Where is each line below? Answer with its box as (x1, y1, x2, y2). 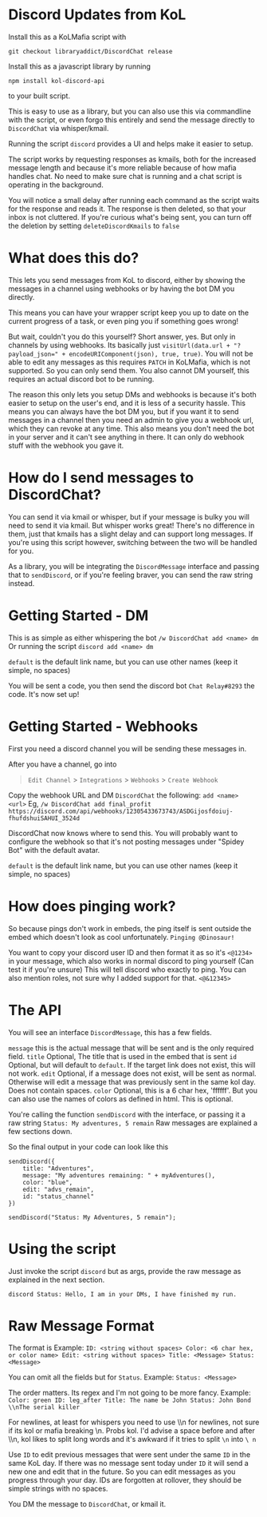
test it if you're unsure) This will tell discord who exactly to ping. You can (8, 965, 247, 974)
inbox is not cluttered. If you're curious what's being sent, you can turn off (8, 212, 253, 221)
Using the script (8, 1240, 116, 1258)
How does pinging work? (8, 897, 176, 915)
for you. (8, 546, 34, 555)
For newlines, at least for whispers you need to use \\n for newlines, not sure (8, 1417, 260, 1427)
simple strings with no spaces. (8, 1484, 108, 1494)
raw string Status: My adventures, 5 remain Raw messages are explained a (8, 1117, 257, 1128)
